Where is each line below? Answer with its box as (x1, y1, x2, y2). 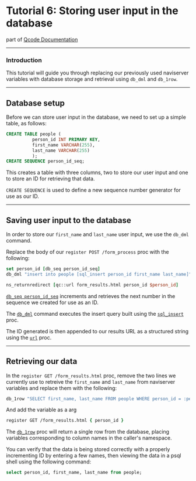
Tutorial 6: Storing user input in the (6, 4, 179, 18)
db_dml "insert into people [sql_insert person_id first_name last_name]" (6, 271, 192, 277)
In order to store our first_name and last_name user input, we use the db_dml (6, 231, 190, 238)
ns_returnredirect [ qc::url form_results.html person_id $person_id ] (6, 282, 179, 288)
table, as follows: (6, 120, 47, 127)
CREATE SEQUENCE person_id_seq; (6, 158, 85, 165)
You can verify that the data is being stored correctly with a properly (6, 446, 170, 453)
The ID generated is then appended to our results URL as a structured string (6, 328, 189, 335)
